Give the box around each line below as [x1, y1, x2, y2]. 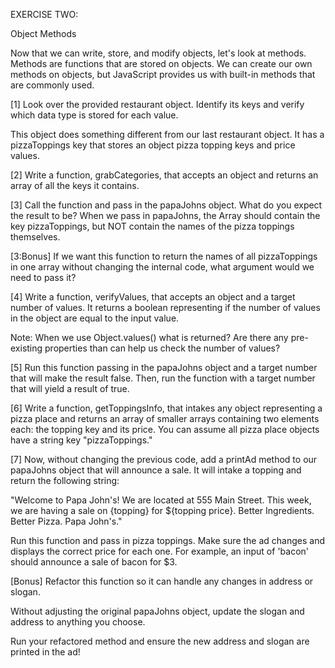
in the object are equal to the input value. [10, 312, 180, 324]
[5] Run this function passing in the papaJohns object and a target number [10, 362, 318, 373]
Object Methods [10, 28, 77, 39]
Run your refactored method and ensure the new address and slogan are [10, 635, 310, 647]
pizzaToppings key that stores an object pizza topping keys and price [10, 139, 296, 151]
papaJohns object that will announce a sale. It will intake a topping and [10, 464, 302, 476]
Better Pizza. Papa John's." [10, 515, 123, 527]
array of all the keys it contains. [10, 180, 140, 191]
